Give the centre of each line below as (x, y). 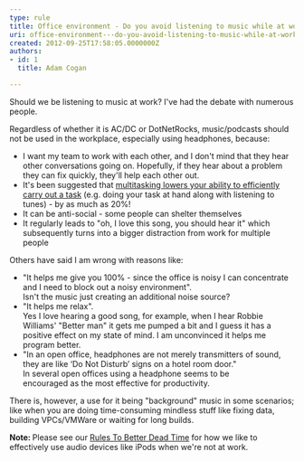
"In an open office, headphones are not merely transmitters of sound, (152, 354)
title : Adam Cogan (52, 69)
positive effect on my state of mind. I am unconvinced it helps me (144, 334)
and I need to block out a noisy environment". (107, 287)
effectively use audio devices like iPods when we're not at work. (129, 447)
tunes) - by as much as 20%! (76, 203)
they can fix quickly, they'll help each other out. (111, 175)
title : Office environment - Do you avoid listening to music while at (147, 26)
